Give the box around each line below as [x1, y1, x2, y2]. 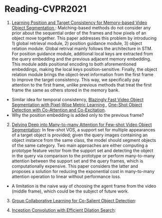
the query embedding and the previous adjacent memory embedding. [11, 56, 151, 62]
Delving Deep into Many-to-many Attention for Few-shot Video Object [11, 121, 152, 128]
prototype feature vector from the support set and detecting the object [11, 148, 154, 153]
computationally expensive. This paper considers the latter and [11, 163, 138, 169]
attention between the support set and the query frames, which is [11, 158, 144, 164]
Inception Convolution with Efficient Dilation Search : [11, 207, 116, 213]
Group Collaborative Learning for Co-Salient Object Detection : [11, 197, 137, 203]
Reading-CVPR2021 [4, 3, 87, 15]
